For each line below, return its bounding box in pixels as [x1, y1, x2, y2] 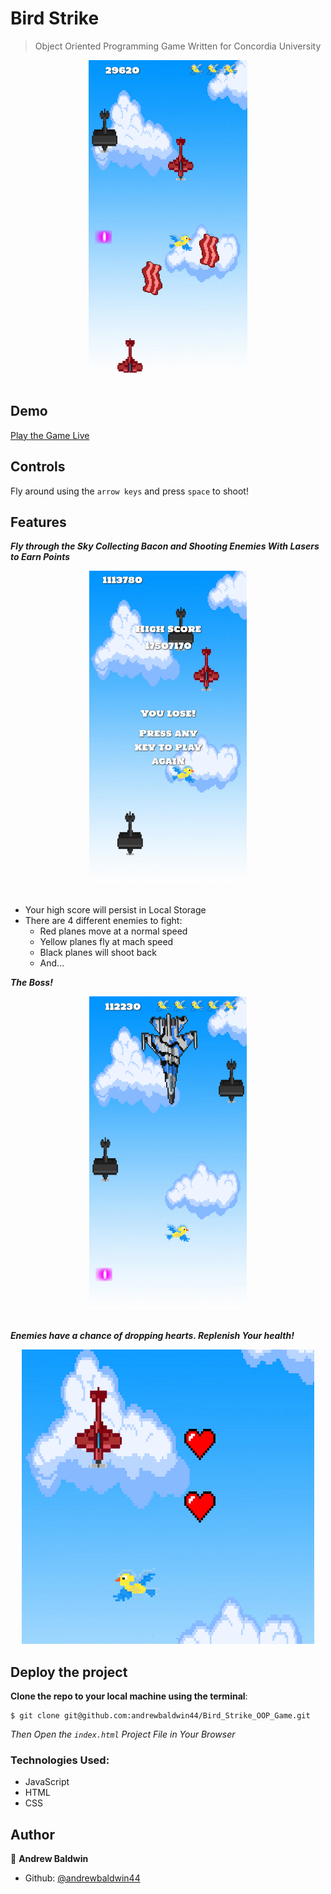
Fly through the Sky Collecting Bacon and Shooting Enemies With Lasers [10, 540, 320, 552]
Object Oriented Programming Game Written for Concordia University [34, 40, 322, 52]
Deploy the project [10, 1663, 128, 1681]
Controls [10, 458, 66, 476]
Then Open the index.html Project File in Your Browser [10, 1728, 236, 1741]
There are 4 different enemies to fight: [24, 915, 183, 927]
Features [10, 513, 67, 531]
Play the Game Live [10, 429, 90, 441]
